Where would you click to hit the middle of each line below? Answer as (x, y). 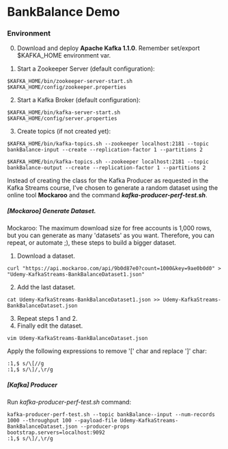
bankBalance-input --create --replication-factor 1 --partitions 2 (105, 150)
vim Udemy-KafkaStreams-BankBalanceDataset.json (77, 339)
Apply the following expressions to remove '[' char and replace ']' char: (107, 351)
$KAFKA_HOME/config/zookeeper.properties (67, 87)
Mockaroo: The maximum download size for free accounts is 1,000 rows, (109, 228)
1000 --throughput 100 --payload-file (62, 421)
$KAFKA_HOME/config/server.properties (62, 119)
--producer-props (105, 427)
